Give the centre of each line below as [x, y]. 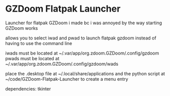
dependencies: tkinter [28, 88]
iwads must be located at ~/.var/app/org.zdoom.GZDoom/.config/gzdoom [82, 53]
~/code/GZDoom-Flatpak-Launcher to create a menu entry [67, 79]
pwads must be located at [32, 58]
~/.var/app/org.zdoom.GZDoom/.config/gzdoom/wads [62, 64]
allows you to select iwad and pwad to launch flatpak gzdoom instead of [81, 38]
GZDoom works [22, 28]
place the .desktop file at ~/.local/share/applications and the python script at [85, 73]
